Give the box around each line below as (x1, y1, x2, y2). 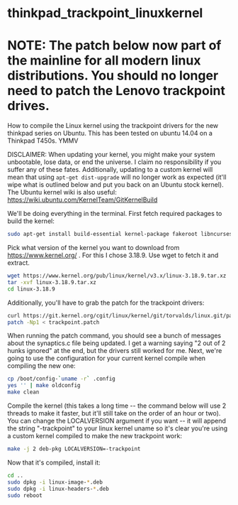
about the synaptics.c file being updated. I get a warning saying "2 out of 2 (7, 339, 226, 347)
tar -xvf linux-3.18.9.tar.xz (7, 278, 97, 286)
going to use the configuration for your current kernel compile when (7, 354, 206, 363)
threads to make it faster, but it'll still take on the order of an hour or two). (7, 409, 221, 417)
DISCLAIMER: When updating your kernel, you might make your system (7, 151, 216, 159)
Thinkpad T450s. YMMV (7, 136, 79, 145)
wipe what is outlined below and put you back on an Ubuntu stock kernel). (7, 180, 225, 189)
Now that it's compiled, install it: (7, 458, 101, 467)
